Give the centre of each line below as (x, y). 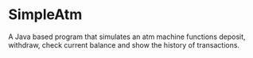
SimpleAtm (45, 15)
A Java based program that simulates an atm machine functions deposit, (127, 37)
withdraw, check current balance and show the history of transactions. (124, 44)
